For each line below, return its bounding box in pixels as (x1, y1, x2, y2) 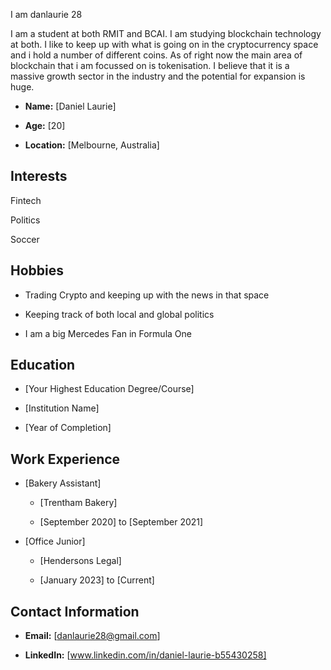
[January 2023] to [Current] (39, 574, 155, 586)
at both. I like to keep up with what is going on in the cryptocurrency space (10, 39, 319, 50)
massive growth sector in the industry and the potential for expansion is (10, 70, 306, 82)
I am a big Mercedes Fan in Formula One (24, 327, 192, 339)
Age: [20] (24, 120, 66, 131)
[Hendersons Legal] (39, 555, 122, 567)
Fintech (10, 194, 42, 206)
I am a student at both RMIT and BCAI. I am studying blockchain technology (10, 28, 322, 39)
